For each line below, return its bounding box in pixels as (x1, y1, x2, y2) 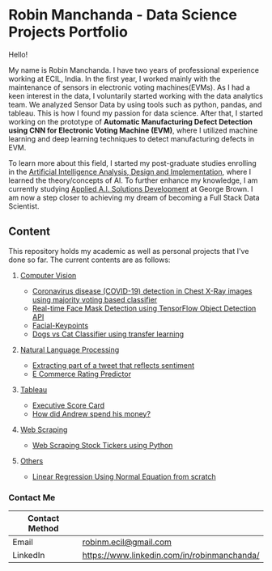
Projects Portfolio (8, 23, 128, 41)
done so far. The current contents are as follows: (8, 255, 171, 264)
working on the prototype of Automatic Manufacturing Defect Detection (8, 116, 253, 126)
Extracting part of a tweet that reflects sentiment (32, 360, 195, 370)
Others (19, 455, 44, 466)
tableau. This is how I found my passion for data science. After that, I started (8, 108, 263, 118)
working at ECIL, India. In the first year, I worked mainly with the (8, 74, 221, 83)
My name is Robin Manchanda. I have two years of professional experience (8, 65, 259, 74)
